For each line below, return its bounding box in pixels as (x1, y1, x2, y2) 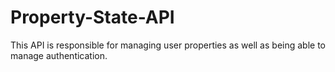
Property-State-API (10, 6, 175, 29)
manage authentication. (10, 49, 108, 61)
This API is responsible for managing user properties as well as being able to (10, 39, 326, 51)
